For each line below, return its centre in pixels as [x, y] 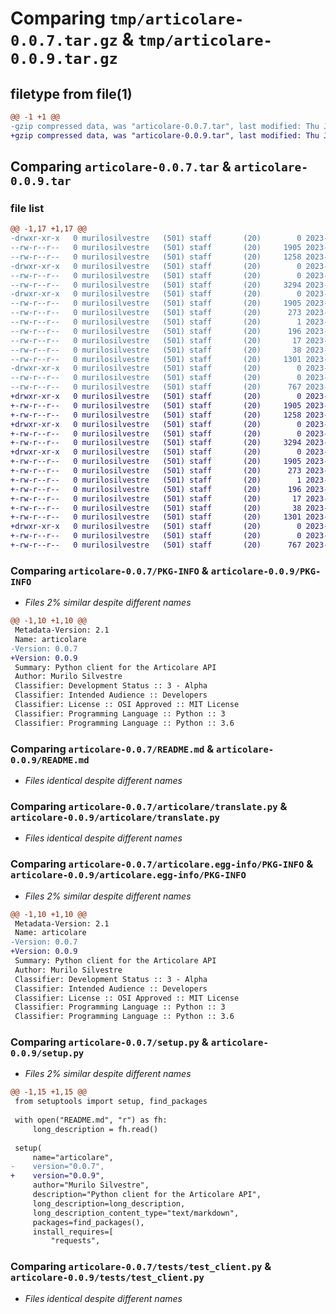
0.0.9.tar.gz [64, 59]
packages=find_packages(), [88, 1222]
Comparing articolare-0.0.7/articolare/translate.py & [149, 806]
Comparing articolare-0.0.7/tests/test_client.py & [141, 1267]
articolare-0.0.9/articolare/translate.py [115, 817]
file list [27, 208]
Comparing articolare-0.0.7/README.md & [112, 749]
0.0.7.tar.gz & [72, 39]
